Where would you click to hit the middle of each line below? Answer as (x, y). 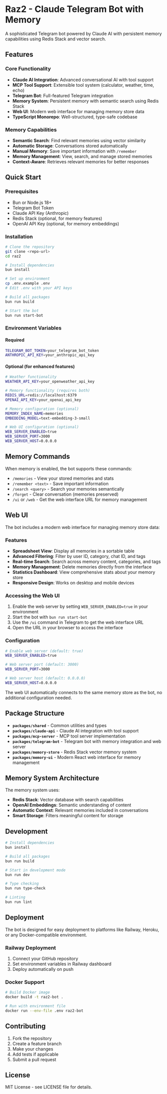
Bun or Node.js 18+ (32, 202)
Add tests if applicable (35, 1054)
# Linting (15, 898)
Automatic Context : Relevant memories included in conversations (80, 810)
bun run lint (19, 902)
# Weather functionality (31, 377)
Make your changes (33, 1049)
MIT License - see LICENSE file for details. (49, 1087)
